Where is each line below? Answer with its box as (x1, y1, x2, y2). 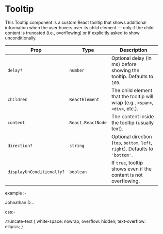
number (69, 67, 85, 73)
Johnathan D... (5, 199, 34, 205)
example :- (5, 190, 27, 196)
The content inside (111, 113, 154, 120)
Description (119, 46, 147, 53)
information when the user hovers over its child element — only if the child (5, 24, 154, 30)
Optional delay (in (111, 54, 152, 61)
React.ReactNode (69, 120, 107, 125)
